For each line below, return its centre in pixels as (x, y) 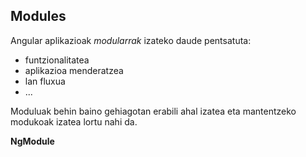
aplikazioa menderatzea (74, 70)
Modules (38, 16)
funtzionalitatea (57, 60)
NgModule (32, 141)
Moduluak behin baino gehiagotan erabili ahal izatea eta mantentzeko (153, 111)
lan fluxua (45, 81)
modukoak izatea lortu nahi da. (74, 121)
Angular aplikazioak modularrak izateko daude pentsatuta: (131, 40)
